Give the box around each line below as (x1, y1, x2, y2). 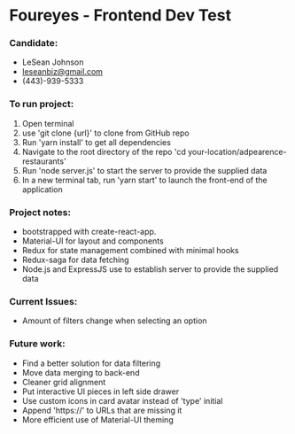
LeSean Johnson (21, 57, 84, 67)
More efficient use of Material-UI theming (21, 414, 175, 425)
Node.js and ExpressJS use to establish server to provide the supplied (21, 264, 279, 275)
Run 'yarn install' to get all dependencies (21, 136, 171, 147)
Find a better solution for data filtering (21, 358, 161, 368)
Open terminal (21, 118, 74, 128)
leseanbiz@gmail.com (21, 66, 104, 77)
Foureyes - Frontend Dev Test (9, 5, 232, 26)
